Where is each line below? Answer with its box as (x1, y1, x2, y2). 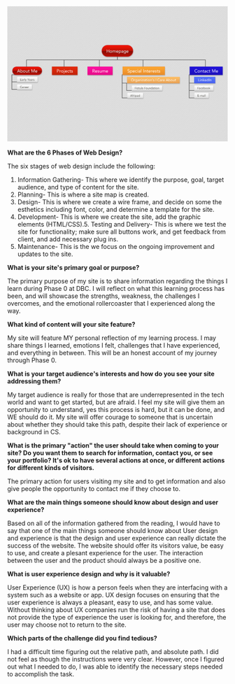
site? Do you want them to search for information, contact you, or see (7, 448, 213, 457)
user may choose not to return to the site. (7, 620, 127, 629)
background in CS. (7, 427, 61, 436)
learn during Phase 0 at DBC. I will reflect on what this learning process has (7, 284, 225, 292)
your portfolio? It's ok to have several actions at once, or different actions (7, 456, 225, 464)
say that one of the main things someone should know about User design (7, 526, 218, 534)
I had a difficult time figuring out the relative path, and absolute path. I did (7, 647, 219, 656)
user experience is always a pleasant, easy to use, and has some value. (7, 598, 213, 606)
